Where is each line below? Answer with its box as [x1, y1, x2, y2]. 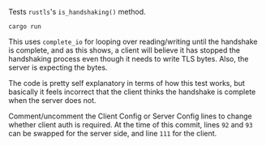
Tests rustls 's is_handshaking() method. [8, 7, 146, 16]
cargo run [8, 23, 42, 31]
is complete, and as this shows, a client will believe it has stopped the [8, 45, 241, 55]
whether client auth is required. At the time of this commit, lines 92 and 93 [8, 120, 253, 129]
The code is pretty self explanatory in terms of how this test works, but [8, 79, 246, 88]
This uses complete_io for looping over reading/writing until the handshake [8, 36, 258, 46]
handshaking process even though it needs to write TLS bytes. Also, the [8, 54, 249, 63]
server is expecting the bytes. [8, 62, 108, 72]
